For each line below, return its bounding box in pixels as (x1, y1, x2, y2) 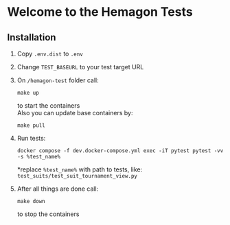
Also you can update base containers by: (16, 109, 133, 117)
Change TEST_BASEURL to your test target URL (16, 63, 144, 71)
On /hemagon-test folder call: (16, 76, 100, 84)
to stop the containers (16, 210, 80, 218)
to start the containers (16, 102, 80, 110)
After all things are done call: (16, 185, 99, 193)
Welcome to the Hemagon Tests (7, 4, 194, 20)
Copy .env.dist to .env (16, 49, 84, 58)
